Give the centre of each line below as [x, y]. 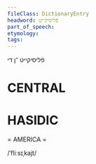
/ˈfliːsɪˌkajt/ [22, 153]
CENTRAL [36, 88]
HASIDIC [33, 120]
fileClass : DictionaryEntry [48, 14]
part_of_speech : [31, 27]
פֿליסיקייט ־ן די [26, 60]
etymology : [23, 33]
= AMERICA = [27, 139]
